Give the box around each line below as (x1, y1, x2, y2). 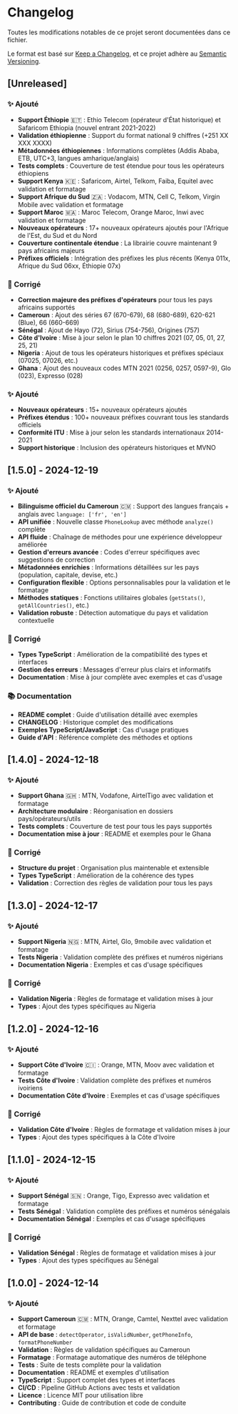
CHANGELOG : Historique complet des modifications (17, 717, 173, 726)
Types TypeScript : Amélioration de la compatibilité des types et (17, 650, 208, 659)
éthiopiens (17, 169, 49, 177)
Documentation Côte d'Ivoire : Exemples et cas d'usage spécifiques (17, 1091, 220, 1100)
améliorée (17, 540, 48, 549)
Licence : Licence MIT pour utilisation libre (17, 1391, 144, 1400)
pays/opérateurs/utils (17, 815, 81, 823)
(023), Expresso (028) (17, 371, 83, 379)
